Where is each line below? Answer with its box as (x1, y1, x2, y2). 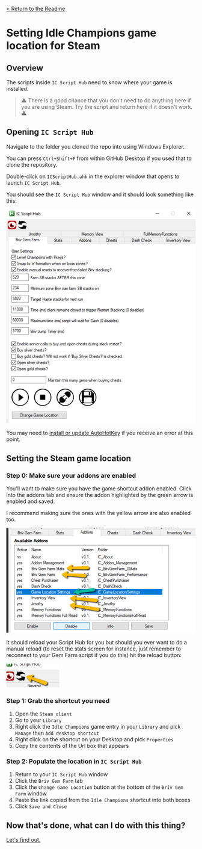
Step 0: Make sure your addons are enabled (6, 471, 136, 480)
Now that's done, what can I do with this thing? (6, 820, 186, 830)
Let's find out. (6, 836, 41, 844)
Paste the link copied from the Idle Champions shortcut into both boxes (14, 797, 191, 804)
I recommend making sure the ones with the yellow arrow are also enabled (6, 509, 191, 516)
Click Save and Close (14, 803, 67, 810)
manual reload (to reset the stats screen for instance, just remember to (6, 645, 182, 652)
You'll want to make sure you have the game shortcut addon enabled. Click (6, 484, 192, 492)
